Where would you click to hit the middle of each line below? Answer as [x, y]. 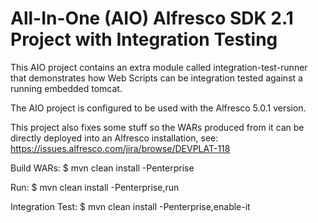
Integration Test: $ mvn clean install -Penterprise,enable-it [130, 206]
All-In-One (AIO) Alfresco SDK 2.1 [152, 18]
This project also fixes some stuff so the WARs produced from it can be [157, 127]
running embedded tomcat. [66, 88]
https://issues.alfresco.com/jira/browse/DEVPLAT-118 [120, 148]
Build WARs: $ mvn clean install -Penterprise [102, 168]
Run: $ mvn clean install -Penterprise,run [95, 187]
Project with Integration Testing [144, 39]
